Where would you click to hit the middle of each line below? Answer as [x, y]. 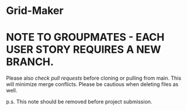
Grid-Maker [35, 11]
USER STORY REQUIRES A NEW [84, 50]
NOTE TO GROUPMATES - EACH [85, 37]
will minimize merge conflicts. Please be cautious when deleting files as [92, 84]
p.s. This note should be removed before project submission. [79, 102]
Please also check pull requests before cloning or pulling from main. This [94, 78]
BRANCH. [30, 62]
